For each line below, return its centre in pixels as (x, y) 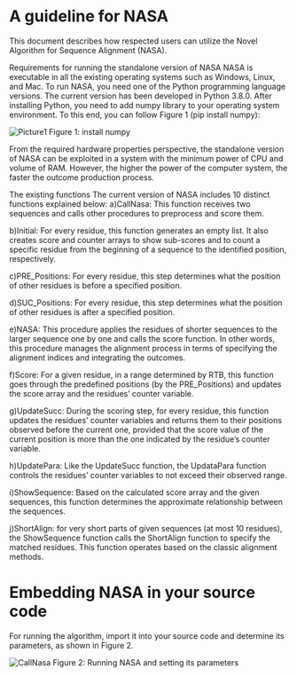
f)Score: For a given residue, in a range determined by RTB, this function (141, 374)
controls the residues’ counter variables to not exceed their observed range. (148, 475)
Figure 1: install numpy (90, 131)
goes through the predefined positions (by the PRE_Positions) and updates (145, 384)
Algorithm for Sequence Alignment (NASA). (88, 50)
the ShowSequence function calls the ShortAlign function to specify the (140, 538)
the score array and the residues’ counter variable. (102, 393)
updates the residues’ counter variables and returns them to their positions (145, 420)
